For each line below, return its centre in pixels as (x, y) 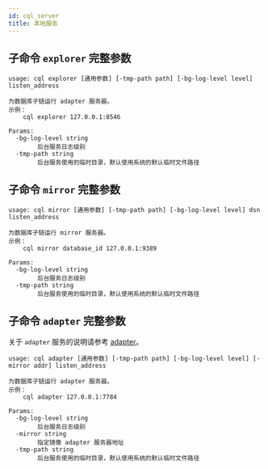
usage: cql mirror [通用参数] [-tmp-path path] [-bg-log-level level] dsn (134, 210)
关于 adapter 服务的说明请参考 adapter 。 (76, 341)
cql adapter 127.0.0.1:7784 (70, 397)
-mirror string (41, 433)
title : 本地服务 (33, 23)
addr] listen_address (70, 365)
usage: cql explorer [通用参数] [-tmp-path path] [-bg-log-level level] (131, 79)
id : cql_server (34, 16)
